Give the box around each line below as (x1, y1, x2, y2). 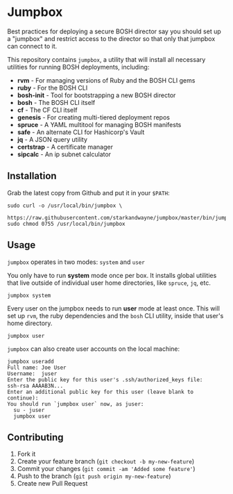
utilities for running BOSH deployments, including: (7, 63, 150, 71)
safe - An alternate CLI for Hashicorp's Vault (17, 128, 145, 136)
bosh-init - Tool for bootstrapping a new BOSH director (17, 91, 176, 99)
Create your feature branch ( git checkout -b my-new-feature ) (17, 457, 195, 466)
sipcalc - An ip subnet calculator (17, 150, 112, 158)
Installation (7, 170, 57, 182)
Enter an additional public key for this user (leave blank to (7, 388, 194, 395)
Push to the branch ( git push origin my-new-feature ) (17, 472, 171, 480)
